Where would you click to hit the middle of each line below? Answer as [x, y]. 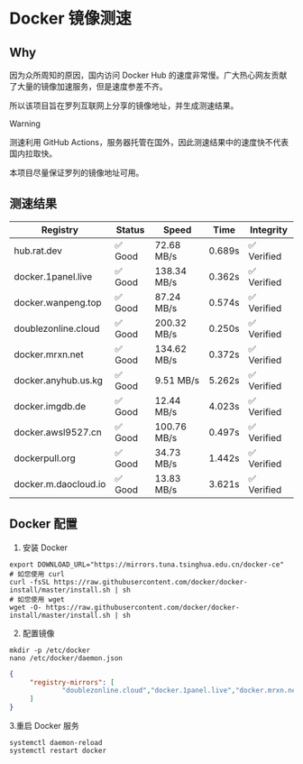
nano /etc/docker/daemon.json [66, 658]
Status [130, 229]
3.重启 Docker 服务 [44, 726]
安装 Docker [45, 548]
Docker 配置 [44, 524]
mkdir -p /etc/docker [50, 650]
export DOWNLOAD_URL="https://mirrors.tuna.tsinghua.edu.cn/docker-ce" [147, 565]
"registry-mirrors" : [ [72, 682]
